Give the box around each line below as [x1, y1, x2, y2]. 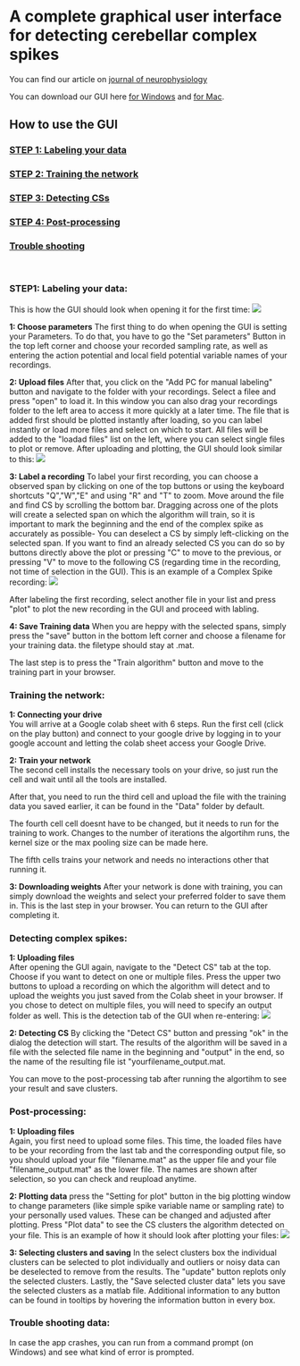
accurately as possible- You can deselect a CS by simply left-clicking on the [9, 527, 289, 538]
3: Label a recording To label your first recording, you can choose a [9, 471, 259, 482]
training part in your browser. [9, 666, 116, 677]
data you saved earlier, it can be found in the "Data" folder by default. [9, 800, 265, 811]
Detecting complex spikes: [9, 932, 128, 944]
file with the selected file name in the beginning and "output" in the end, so [9, 1047, 285, 1058]
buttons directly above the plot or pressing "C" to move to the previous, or [9, 547, 282, 558]
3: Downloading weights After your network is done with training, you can [9, 881, 283, 891]
